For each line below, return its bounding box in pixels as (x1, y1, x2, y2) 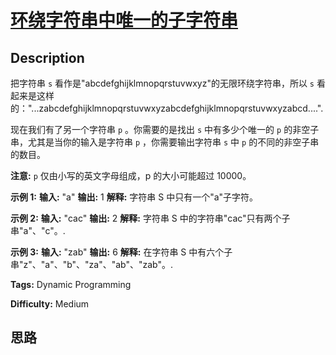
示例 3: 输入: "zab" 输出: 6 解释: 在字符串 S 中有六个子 (10, 246, 233, 258)
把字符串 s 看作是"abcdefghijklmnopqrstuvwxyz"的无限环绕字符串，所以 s (10, 77, 315, 89)
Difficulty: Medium (10, 298, 90, 310)
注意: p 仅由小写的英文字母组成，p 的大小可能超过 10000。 (10, 170, 252, 181)
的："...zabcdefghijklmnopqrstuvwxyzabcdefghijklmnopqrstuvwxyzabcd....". (10, 102, 324, 114)
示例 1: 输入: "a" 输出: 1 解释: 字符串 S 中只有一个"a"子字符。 (10, 191, 259, 203)
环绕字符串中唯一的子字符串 (10, 9, 239, 32)
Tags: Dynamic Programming (10, 279, 132, 290)
